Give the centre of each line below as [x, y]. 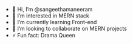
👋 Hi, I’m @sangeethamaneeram [52, 9]
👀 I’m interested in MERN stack [50, 16]
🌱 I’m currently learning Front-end [54, 22]
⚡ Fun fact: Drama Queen [44, 35]
